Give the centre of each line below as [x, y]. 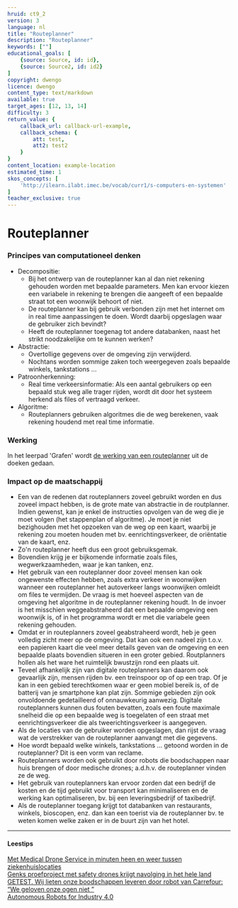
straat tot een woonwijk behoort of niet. [86, 301]
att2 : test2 [51, 146]
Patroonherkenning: [46, 376]
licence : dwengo [31, 86]
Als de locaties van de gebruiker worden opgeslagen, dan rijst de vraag [122, 730]
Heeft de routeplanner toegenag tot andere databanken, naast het [124, 331]
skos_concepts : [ [33, 179]
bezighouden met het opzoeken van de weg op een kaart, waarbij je [117, 527]
